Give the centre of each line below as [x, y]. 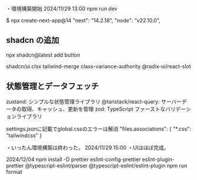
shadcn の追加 [33, 40]
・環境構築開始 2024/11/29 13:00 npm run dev [62, 9]
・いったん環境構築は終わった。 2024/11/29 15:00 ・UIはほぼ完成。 [88, 147]
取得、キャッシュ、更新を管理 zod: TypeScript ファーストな [94, 109]
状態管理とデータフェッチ [52, 86]
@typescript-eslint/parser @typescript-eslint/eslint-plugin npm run [106, 165]
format [14, 172]
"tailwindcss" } [24, 135]
